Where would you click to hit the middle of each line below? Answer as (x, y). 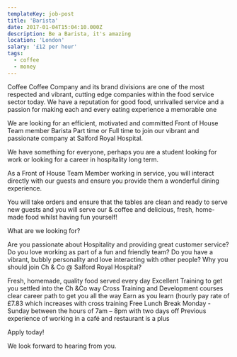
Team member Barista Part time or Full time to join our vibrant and (103, 130)
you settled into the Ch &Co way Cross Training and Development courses (115, 288)
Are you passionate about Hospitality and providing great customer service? (118, 244)
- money (25, 67)
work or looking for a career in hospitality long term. (83, 159)
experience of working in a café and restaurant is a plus (88, 318)
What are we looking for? (44, 230)
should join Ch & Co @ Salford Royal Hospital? (75, 267)
